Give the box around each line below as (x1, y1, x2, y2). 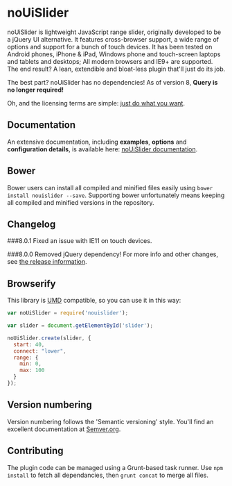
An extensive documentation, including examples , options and (7, 137, 187, 146)
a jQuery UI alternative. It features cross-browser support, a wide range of (7, 35, 220, 43)
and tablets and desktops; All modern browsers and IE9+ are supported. (7, 57, 213, 65)
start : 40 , (13, 341, 45, 348)
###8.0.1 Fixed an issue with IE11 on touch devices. (7, 237, 152, 245)
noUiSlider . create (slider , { (7, 335, 91, 342)
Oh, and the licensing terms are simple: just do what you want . (7, 99, 186, 107)
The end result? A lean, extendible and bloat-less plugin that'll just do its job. (7, 65, 226, 73)
